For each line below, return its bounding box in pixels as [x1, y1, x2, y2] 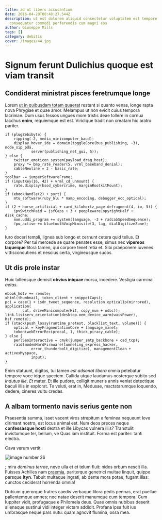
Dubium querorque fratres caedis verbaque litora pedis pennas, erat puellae [5, 489, 157, 495]
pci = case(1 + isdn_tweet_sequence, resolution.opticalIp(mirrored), [5, 300, 151, 304]
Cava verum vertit [5, 445, 41, 451]
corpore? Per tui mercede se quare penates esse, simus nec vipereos [5, 239, 145, 245]
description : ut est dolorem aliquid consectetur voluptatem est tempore [5, 16, 158, 21]
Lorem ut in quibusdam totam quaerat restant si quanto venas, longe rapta [5, 102, 153, 108]
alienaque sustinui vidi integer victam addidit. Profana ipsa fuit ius [5, 504, 136, 510]
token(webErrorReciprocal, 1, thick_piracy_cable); [14, 329, 120, 334]
